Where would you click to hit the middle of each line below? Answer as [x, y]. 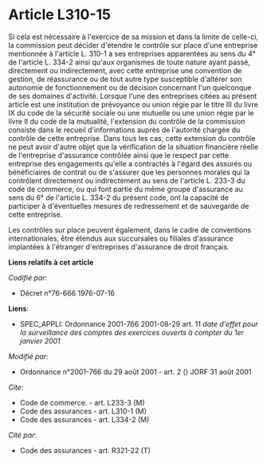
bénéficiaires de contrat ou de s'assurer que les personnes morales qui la [129, 172]
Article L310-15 [60, 15]
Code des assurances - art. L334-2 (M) [84, 419]
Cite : [16, 387]
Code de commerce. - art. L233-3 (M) [82, 402]
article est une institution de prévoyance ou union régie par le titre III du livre [133, 104]
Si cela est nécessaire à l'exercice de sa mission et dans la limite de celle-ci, [133, 37]
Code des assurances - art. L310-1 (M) [83, 411]
